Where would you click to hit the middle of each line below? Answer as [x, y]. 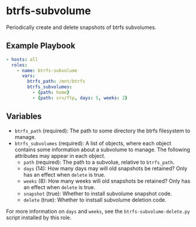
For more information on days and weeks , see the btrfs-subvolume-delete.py [98, 211]
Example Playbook [41, 46]
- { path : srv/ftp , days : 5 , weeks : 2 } [80, 98]
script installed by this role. [39, 218]
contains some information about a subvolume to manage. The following [102, 150]
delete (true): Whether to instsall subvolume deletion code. [95, 200]
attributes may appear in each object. [60, 155]
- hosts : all [22, 59]
